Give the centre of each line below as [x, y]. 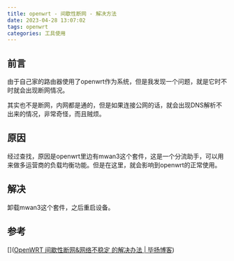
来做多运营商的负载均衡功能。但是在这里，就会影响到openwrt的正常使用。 [114, 164]
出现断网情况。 [47, 90]
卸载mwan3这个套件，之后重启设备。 [61, 207]
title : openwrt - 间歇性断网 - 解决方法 [62, 14]
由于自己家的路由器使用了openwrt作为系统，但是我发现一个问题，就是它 [111, 82]
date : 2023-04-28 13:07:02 [46, 20]
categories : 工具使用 [37, 33]
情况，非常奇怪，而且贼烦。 [65, 114]
